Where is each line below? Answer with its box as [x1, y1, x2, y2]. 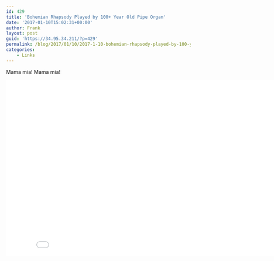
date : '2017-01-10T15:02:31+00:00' [6, 19, 93, 25]
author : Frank [6, 25, 41, 31]
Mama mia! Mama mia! [6, 68, 61, 75]
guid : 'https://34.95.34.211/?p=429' [6, 36, 98, 42]
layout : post [6, 30, 38, 36]
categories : [6, 47, 35, 53]
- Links [16, 52, 35, 58]
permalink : [6, 42, 33, 48]
